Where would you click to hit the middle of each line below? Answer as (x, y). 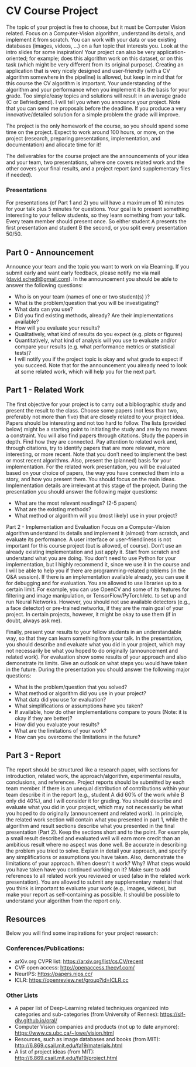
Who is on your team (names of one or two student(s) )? (82, 297)
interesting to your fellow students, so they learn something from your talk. (96, 215)
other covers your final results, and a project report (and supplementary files (98, 168)
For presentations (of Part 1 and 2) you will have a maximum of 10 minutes (95, 203)
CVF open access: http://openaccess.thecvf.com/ (75, 967)
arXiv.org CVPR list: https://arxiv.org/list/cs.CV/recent (79, 961)
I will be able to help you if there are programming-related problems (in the (96, 571)
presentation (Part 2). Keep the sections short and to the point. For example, (98, 832)
